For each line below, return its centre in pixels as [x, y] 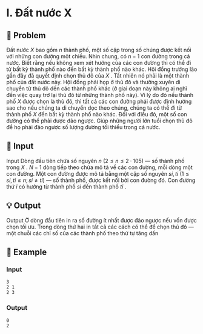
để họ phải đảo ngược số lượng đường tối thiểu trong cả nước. [83, 127]
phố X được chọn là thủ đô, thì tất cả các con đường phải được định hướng [99, 101]
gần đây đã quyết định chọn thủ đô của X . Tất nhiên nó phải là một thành [98, 75]
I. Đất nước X [39, 13]
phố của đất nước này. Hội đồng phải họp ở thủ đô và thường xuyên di [93, 82]
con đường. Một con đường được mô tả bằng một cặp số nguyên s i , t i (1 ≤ [98, 173]
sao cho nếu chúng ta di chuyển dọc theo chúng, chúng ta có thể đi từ [94, 108]
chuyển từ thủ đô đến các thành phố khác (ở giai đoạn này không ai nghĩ [97, 89]
